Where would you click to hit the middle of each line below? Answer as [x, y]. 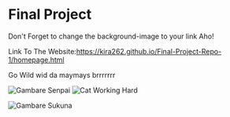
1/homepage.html [36, 60]
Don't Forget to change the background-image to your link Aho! [111, 36]
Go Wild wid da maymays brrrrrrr [62, 75]
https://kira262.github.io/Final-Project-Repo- [149, 51]
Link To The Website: [43, 51]
